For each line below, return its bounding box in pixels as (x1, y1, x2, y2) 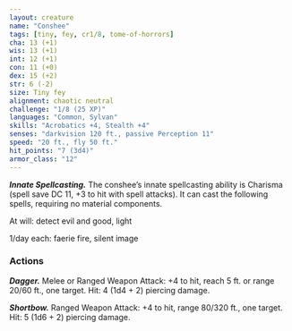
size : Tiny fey (9, 88, 66, 97)
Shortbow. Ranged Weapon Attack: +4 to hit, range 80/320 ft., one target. (9, 301, 284, 313)
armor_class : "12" (9, 154, 78, 164)
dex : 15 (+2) (9, 72, 58, 81)
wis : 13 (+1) (9, 47, 58, 55)
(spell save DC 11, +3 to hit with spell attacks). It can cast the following (9, 189, 269, 199)
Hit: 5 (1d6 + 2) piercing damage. (9, 311, 132, 322)
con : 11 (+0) (9, 64, 58, 72)
